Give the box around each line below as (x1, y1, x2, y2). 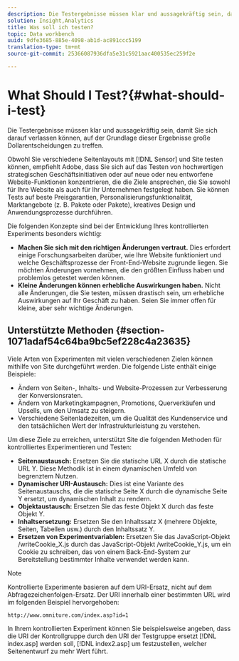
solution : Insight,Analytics (7, 17, 94, 24)
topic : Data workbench (7, 30, 75, 38)
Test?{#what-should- (95, 87, 225, 103)
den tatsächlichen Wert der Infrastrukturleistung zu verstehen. (17, 421, 201, 430)
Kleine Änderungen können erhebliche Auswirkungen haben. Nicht (17, 281, 221, 289)
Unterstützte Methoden (7, 324, 114, 337)
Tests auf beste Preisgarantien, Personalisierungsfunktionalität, (7, 193, 193, 201)
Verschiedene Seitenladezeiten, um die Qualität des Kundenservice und (17, 414, 228, 422)
